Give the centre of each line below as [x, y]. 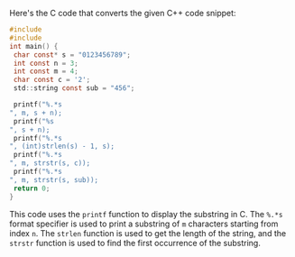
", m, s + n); [36, 113]
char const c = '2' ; [52, 80]
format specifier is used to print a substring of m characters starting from [144, 224]
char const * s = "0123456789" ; [72, 55]
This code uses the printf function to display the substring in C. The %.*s [146, 214]
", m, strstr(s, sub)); [54, 179]
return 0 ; [32, 188]
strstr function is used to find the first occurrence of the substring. [135, 243]
